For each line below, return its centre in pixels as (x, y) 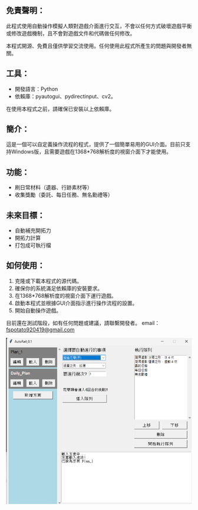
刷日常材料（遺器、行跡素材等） (53, 187)
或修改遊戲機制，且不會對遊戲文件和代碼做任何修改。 (71, 33)
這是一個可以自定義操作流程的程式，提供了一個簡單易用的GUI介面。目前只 (96, 144)
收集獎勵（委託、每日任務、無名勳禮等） (64, 195)
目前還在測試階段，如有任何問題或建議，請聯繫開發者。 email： (83, 323)
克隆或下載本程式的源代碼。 (48, 281)
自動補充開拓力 (33, 231)
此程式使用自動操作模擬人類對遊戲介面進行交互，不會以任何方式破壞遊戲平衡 (99, 26)
